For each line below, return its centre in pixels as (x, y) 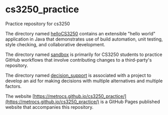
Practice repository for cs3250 (38, 24)
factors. (14, 86)
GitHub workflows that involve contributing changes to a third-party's (79, 60)
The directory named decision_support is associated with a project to (78, 75)
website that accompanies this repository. (49, 107)
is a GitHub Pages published (130, 102)
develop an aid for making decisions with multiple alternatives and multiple (84, 81)
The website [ (20, 96)
